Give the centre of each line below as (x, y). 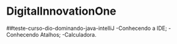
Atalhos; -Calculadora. (68, 34)
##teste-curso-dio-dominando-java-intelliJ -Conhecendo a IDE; (87, 28)
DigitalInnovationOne (61, 11)
